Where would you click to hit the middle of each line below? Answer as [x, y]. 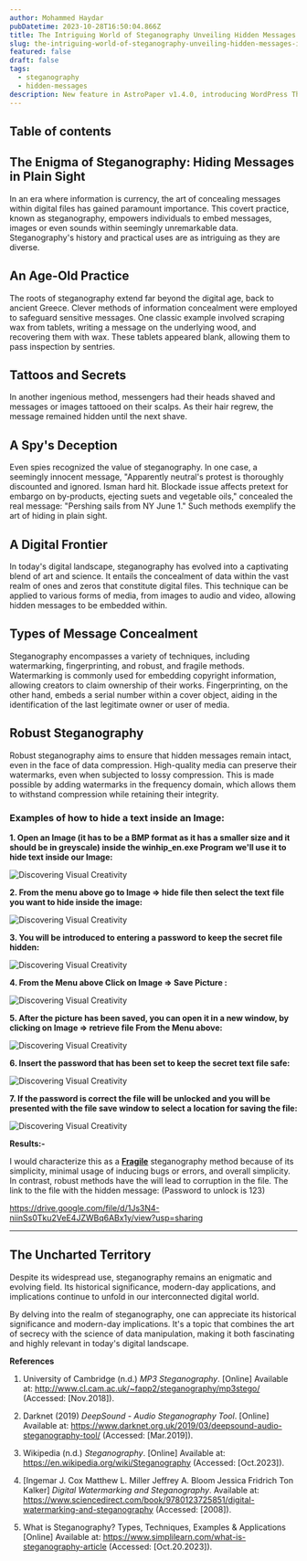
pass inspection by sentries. [63, 346]
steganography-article [64, 1546]
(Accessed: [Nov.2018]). [69, 1398]
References [32, 1361]
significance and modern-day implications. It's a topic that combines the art [152, 1324]
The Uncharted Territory [80, 1255]
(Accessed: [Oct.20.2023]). [160, 1546]
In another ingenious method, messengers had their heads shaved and [143, 397]
